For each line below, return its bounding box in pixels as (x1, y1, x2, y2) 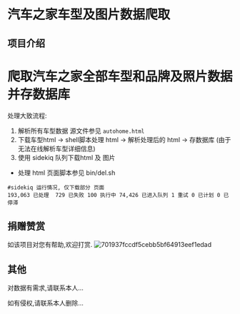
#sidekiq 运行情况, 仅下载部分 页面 (7, 183, 105, 191)
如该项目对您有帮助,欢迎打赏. (7, 240, 93, 249)
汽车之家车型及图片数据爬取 (7, 6, 171, 23)
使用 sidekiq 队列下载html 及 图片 (17, 153, 116, 161)
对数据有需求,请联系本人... (7, 283, 84, 293)
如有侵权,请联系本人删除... (7, 299, 84, 308)
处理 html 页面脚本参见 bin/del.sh (17, 168, 116, 177)
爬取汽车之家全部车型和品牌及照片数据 (7, 69, 234, 84)
